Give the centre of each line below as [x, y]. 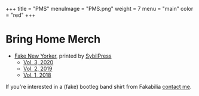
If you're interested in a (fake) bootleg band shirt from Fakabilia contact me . [99, 86]
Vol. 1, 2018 [37, 75]
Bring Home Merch [53, 39]
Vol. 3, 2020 [38, 62]
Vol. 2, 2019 [38, 68]
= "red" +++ [21, 15]
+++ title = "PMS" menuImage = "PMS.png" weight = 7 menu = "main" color [99, 9]
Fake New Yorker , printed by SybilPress [63, 56]
